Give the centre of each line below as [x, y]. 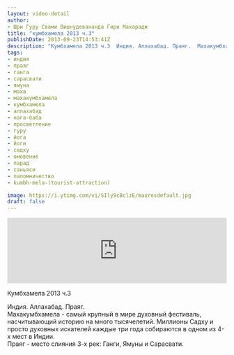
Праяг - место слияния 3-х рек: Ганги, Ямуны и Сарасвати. [96, 344]
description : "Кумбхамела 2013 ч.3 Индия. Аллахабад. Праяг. [99, 46]
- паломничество [31, 176]
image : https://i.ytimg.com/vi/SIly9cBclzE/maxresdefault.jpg [99, 195]
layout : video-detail [39, 14]
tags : [15, 53]
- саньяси [22, 169]
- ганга [18, 72]
